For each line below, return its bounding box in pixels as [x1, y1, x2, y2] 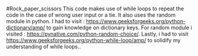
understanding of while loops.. [6, 43, 81, 50]
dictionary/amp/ [6, 24, 45, 31]
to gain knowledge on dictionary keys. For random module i [46, 24, 193, 31]
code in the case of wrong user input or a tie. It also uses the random [6, 11, 176, 18]
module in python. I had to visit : [6, 18, 85, 24]
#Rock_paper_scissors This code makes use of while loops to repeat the [6, 5, 184, 12]
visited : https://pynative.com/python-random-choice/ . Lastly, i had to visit [6, 30, 189, 38]
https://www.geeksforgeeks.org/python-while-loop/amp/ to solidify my [6, 37, 181, 43]
